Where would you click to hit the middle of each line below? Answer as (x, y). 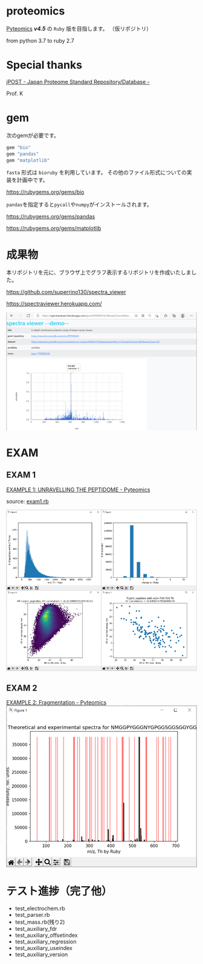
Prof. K (15, 93)
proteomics (36, 11)
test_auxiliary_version (41, 954)
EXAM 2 (22, 688)
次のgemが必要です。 (33, 135)
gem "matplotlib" (28, 160)
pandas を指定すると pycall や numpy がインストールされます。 (79, 205)
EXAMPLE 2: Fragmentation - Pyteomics (56, 703)
